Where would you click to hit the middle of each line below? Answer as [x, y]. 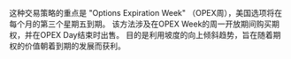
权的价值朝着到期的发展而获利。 [67, 46]
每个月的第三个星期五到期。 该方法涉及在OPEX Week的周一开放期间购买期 [145, 24]
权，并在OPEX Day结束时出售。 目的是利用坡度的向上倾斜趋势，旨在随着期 [145, 35]
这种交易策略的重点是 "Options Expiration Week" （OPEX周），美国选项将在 [146, 13]
